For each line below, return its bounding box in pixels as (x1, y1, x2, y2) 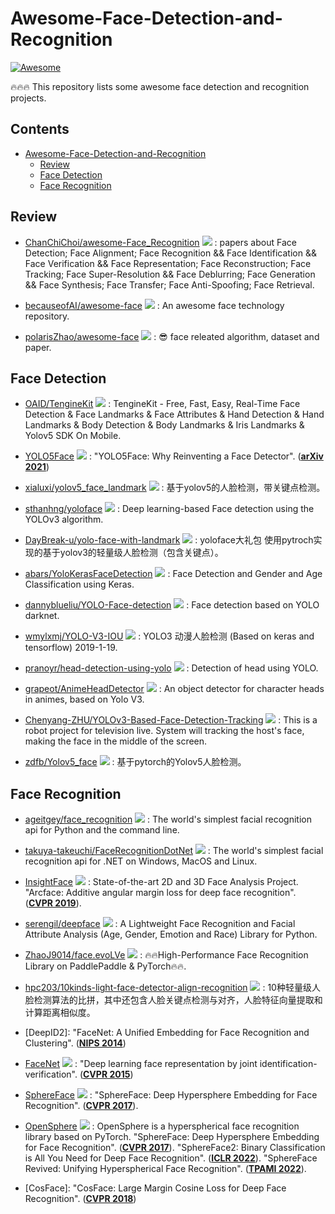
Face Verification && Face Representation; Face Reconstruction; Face (24, 257, 312, 269)
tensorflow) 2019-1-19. (24, 642, 118, 654)
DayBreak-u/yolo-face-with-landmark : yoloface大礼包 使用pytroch (24, 534, 314, 546)
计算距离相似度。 (24, 1007, 96, 1019)
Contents (10, 121, 70, 138)
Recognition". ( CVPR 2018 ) (24, 1193, 137, 1205)
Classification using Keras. (24, 578, 135, 591)
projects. (10, 92, 47, 104)
